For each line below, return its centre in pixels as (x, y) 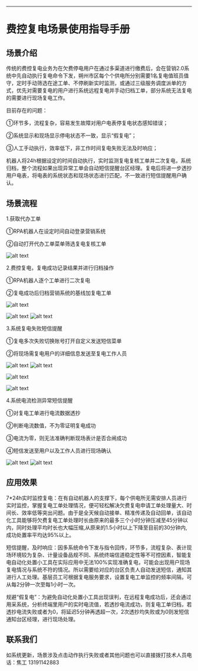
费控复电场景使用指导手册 (68, 29)
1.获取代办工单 (24, 218)
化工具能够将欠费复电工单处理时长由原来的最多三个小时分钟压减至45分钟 (95, 520)
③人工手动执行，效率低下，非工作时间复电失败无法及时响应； (82, 148)
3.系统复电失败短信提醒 (34, 328)
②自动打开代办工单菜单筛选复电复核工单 (56, 244)
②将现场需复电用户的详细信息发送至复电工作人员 (67, 354)
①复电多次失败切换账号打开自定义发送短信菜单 (64, 341)
